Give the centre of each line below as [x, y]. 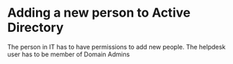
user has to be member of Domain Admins [69, 54]
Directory [36, 27]
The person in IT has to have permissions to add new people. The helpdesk [116, 47]
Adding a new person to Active [99, 13]
